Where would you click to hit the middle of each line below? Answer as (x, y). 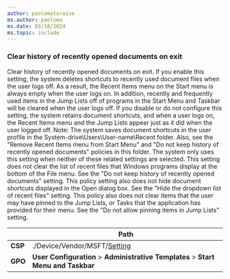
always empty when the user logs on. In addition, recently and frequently (110, 93)
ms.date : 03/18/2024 (37, 26)
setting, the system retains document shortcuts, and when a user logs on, (111, 115)
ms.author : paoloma (35, 20)
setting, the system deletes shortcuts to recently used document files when (114, 79)
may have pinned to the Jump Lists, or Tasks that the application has (104, 202)
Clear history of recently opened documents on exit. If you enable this (106, 71)
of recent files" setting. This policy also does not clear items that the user (111, 195)
